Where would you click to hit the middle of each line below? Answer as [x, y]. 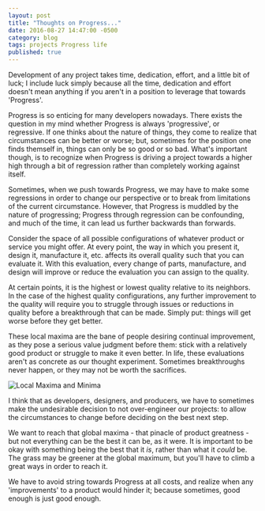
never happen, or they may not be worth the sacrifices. [97, 370]
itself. [17, 174]
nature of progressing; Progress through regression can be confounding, [126, 215]
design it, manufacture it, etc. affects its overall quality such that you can [126, 255]
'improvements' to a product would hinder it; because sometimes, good [124, 490]
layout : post [30, 15]
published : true [35, 52]
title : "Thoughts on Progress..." [65, 23]
